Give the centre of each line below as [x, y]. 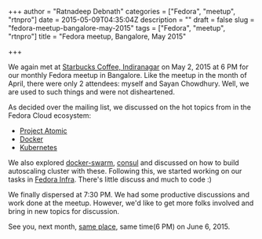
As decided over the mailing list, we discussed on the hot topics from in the [129, 107]
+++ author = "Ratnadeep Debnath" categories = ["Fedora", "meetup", [122, 11]
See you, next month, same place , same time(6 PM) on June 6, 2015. [119, 226]
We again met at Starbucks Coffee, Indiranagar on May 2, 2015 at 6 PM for [128, 67]
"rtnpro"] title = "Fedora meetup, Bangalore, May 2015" [97, 36]
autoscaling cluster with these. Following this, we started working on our [125, 171]
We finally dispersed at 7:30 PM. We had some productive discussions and [129, 195]
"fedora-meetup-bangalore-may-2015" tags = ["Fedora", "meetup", [117, 28]
